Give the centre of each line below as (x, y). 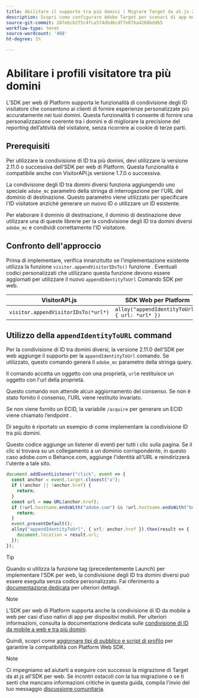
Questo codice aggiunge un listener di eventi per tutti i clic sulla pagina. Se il (99, 445)
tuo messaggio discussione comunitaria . (55, 689)
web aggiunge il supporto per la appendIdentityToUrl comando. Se (88, 356)
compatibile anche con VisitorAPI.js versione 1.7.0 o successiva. (84, 173)
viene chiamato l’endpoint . (39, 415)
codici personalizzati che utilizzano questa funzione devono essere (88, 273)
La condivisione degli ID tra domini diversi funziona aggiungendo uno (91, 185)
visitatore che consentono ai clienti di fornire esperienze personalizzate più (98, 109)
